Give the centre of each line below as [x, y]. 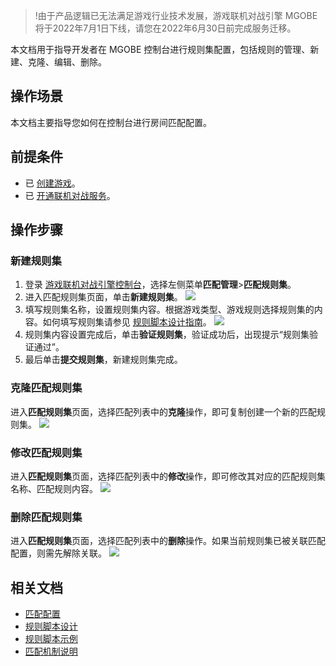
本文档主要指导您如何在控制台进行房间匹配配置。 [111, 122]
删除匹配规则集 [46, 517]
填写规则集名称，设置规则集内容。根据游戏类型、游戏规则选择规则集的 [169, 310]
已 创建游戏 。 [52, 183]
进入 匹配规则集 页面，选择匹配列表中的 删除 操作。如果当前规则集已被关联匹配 [168, 541]
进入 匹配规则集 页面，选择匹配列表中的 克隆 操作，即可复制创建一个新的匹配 [163, 411]
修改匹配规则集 [46, 452]
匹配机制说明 [51, 651]
